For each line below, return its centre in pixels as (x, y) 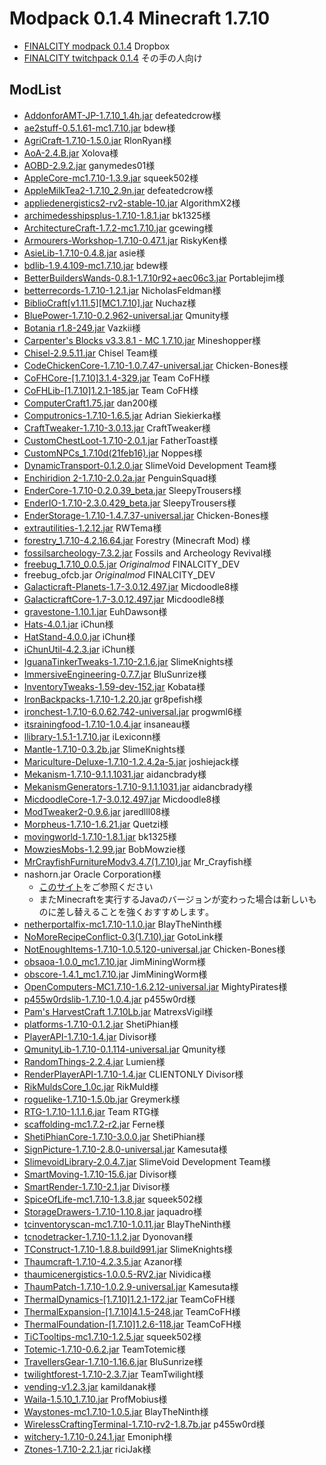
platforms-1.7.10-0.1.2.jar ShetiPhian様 (101, 1024)
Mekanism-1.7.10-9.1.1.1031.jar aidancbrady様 (115, 774)
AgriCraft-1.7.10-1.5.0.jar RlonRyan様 (97, 140)
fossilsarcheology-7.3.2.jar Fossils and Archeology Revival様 (147, 553)
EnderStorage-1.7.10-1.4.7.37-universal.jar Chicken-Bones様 (146, 515)
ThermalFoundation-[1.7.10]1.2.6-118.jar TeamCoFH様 (132, 1324)
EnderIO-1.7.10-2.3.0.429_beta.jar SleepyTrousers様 (130, 503)
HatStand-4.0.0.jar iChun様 (79, 636)
